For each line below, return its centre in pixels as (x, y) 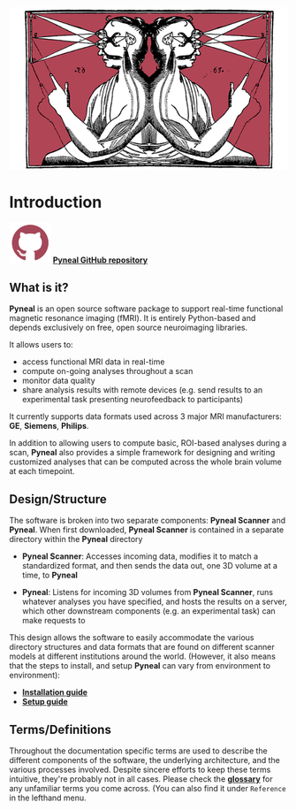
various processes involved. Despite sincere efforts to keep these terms (140, 770)
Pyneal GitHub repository (100, 260)
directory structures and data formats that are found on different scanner (142, 647)
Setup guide (45, 702)
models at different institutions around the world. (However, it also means (143, 656)
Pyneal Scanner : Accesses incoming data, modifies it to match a (140, 556)
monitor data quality (58, 381)
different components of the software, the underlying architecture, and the (144, 760)
